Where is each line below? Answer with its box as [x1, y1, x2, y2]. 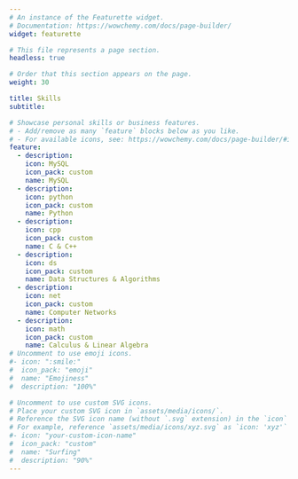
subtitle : [9, 102, 46, 111]
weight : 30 [9, 78, 50, 87]
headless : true [9, 54, 66, 63]
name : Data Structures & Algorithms [25, 275, 161, 284]
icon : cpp [25, 225, 62, 235]
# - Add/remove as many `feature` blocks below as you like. [9, 126, 240, 136]
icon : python [25, 192, 74, 201]
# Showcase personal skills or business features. [9, 118, 200, 127]
